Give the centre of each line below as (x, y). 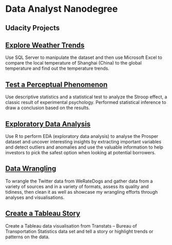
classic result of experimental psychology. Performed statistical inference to (86, 103)
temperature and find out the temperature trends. (57, 68)
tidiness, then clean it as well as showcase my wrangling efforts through (82, 192)
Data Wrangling (31, 169)
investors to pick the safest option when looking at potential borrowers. (81, 153)
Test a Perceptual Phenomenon (56, 84)
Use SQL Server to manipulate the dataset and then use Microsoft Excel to (84, 57)
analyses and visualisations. (35, 197)
